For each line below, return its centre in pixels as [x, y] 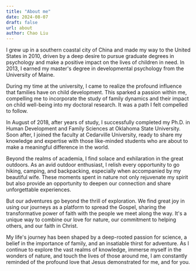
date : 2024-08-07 [27, 17]
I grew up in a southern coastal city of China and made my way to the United [98, 50]
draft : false [22, 22]
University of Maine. [30, 75]
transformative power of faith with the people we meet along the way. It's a [97, 214]
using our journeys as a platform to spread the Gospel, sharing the [86, 207]
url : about [19, 28]
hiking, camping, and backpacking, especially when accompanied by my [94, 171]
